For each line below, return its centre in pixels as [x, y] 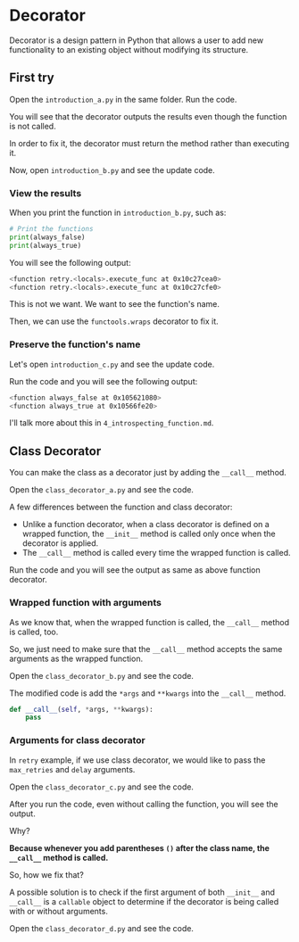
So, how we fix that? [47, 874]
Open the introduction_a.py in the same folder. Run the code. [123, 99]
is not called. [33, 126]
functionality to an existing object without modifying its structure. [129, 49]
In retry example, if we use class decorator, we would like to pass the [137, 760]
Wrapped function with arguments [86, 603]
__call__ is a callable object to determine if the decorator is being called [144, 901]
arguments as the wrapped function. [76, 658]
